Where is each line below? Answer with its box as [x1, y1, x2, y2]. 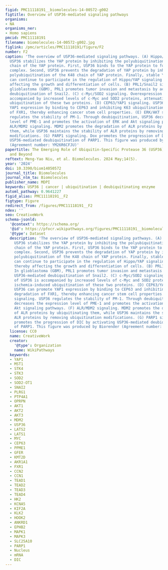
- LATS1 [9, 432, 26, 437]
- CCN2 [9, 469, 23, 474]
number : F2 [5, 49, 28, 54]
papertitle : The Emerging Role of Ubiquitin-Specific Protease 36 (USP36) [5, 147, 164, 152]
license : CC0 [9, 329, 37, 334]
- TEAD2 [9, 483, 26, 488]
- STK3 [9, 371, 23, 376]
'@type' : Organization [14, 343, 61, 348]
